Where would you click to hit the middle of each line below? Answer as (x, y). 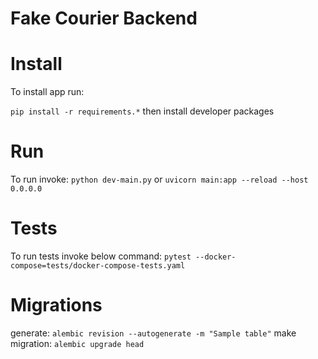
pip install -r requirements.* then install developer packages (142, 111)
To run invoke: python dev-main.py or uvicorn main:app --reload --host (159, 179)
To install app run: (47, 92)
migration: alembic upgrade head (77, 343)
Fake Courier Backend (104, 18)
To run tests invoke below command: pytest (101, 256)
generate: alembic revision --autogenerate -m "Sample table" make (153, 333)
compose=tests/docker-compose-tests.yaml (98, 266)
